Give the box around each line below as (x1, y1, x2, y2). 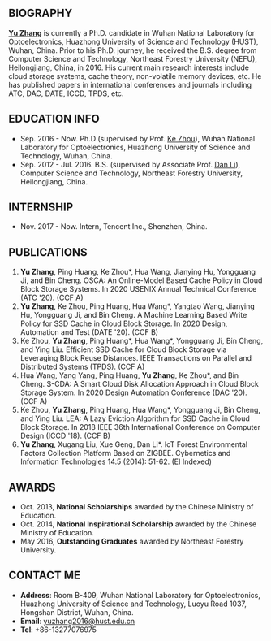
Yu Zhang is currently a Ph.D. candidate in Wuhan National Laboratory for (8, 28, 256, 37)
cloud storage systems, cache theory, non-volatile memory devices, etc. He (8, 71, 262, 80)
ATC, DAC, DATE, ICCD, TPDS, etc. (8, 89, 124, 98)
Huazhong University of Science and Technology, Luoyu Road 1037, (19, 599, 247, 609)
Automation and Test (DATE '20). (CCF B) (19, 327, 159, 337)
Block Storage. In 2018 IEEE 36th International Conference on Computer (19, 422, 261, 432)
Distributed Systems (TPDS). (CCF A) (19, 362, 145, 372)
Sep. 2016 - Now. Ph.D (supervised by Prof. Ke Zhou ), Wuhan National (19, 133, 256, 143)
